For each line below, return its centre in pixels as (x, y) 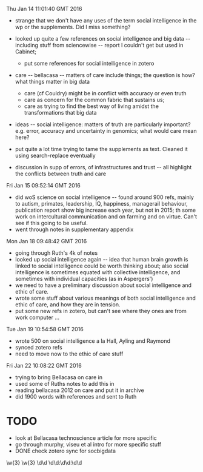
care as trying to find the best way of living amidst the (92, 106)
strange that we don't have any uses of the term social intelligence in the (106, 20)
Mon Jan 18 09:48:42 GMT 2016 (47, 241)
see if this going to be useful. (51, 223)
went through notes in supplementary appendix (74, 229)
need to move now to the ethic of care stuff (69, 354)
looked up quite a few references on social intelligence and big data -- (103, 39)
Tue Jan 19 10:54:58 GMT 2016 (45, 329)
